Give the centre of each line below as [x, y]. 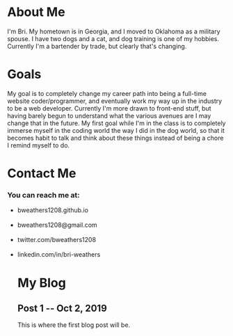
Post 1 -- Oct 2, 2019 [62, 308]
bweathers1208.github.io [53, 210]
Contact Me [42, 174]
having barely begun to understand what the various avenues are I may [109, 115]
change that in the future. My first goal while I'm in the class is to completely [116, 123]
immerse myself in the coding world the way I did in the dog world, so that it [116, 130]
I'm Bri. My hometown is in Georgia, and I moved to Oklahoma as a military [114, 31]
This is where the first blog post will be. [74, 325]
